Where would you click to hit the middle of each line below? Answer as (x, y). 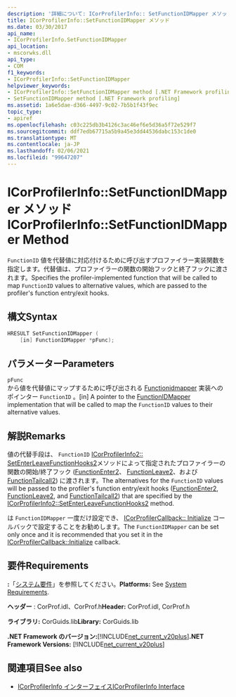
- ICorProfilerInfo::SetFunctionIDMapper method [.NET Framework (105, 92)
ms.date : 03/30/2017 (38, 27)
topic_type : (25, 112)
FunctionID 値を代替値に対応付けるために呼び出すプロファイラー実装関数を (116, 260)
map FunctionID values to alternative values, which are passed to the (107, 285)
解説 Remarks (37, 436)
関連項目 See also (45, 668)
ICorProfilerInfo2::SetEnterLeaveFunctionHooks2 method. (91, 503)
